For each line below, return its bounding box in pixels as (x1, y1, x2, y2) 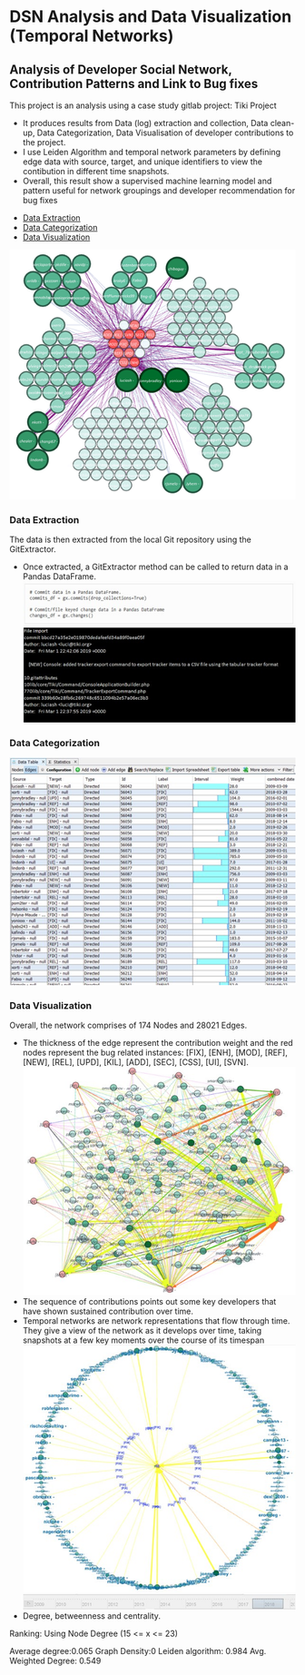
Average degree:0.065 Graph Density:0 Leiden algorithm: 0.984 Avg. (9, 1646, 267, 1657)
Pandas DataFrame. (22, 570, 97, 582)
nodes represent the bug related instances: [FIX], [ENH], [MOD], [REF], (22, 1047, 288, 1059)
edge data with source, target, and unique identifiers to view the (22, 156, 263, 167)
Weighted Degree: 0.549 (9, 1655, 102, 1667)
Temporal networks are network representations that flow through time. (22, 1315, 290, 1326)
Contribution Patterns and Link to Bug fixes (9, 75, 259, 92)
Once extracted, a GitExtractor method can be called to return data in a (22, 561, 289, 572)
